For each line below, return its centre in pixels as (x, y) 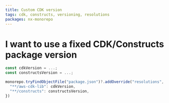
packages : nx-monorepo (29, 19)
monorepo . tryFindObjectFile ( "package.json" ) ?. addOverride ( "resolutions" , (85, 82)
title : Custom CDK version (34, 10)
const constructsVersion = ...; (39, 73)
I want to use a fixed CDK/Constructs (85, 44)
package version (41, 55)
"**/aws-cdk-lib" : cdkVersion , (43, 86)
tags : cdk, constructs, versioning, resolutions (57, 15)
